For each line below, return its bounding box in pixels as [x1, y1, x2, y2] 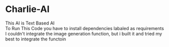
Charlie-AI [5, 3, 50, 15]
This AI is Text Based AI [5, 20, 55, 26]
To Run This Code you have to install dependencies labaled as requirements [5, 25, 164, 31]
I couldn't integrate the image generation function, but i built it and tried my [5, 30, 162, 36]
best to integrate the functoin [5, 36, 66, 42]
